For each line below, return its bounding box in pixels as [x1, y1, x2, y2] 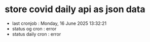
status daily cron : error [12, 31, 61, 37]
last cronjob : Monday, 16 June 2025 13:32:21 [12, 20, 107, 26]
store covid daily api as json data [5, 4, 145, 15]
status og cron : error [12, 25, 57, 31]
